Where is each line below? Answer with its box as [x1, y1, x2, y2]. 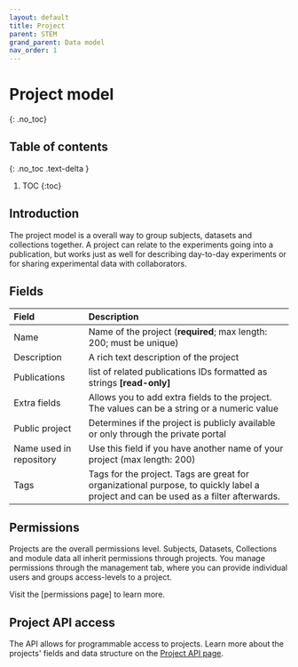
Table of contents [9, 140, 108, 155]
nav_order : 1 [9, 46, 58, 55]
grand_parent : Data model [9, 37, 105, 47]
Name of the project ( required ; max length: [88, 325, 268, 338]
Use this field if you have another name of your [88, 442, 284, 454]
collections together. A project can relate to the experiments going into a [9, 239, 273, 250]
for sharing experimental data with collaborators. [9, 258, 188, 269]
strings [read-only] [88, 376, 171, 389]
